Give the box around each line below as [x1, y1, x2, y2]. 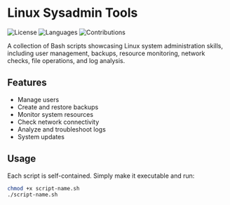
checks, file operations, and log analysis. [7, 56, 126, 64]
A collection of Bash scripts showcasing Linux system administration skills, [7, 41, 223, 50]
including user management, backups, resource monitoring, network [7, 49, 205, 57]
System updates [17, 132, 65, 141]
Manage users [17, 95, 60, 104]
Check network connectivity [17, 118, 100, 126]
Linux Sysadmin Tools [7, 5, 138, 21]
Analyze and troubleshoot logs [17, 125, 107, 134]
